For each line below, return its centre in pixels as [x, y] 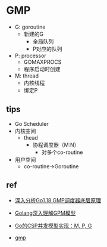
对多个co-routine [62, 152]
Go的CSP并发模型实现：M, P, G [53, 226]
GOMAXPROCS [43, 62]
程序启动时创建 [42, 69]
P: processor [30, 55]
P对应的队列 [47, 49]
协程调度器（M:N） [56, 144]
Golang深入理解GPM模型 [45, 213]
